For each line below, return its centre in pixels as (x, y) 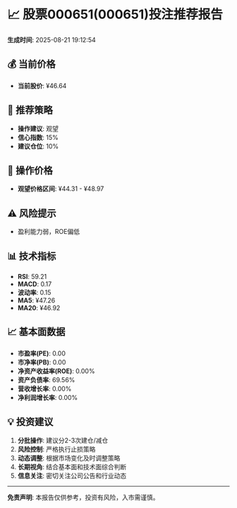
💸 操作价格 (30, 170)
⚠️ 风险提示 (32, 213)
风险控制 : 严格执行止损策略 (56, 449)
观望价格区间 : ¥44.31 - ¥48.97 (61, 189)
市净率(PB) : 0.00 (42, 362)
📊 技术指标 (32, 256)
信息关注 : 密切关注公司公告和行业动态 (72, 475)
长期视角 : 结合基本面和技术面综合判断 (72, 466)
